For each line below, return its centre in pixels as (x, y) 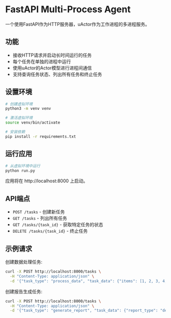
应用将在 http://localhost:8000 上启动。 (47, 181)
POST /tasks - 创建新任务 (39, 212)
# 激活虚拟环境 (19, 118)
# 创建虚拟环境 (19, 104)
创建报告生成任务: (24, 291)
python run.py (20, 170)
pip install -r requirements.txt (41, 136)
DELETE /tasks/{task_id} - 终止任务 (50, 231)
